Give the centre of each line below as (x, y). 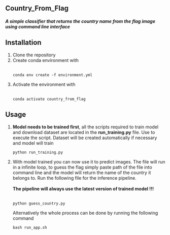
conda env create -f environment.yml (53, 75)
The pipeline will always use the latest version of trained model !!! (83, 189)
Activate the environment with (44, 84)
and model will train (33, 143)
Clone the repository (34, 55)
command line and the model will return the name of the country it (82, 173)
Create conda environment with (45, 60)
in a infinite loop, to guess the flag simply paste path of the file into (82, 167)
